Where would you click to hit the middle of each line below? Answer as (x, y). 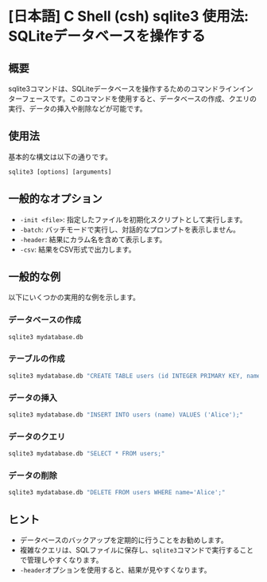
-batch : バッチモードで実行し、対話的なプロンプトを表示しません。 (130, 229)
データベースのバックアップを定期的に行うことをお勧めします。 (124, 540)
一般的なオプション (55, 199)
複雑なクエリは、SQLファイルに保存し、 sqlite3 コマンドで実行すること (137, 549)
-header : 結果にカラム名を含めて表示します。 (93, 239)
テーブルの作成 (37, 359)
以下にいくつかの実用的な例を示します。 (74, 297)
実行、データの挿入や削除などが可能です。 (77, 109)
